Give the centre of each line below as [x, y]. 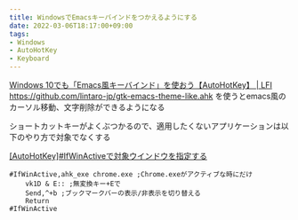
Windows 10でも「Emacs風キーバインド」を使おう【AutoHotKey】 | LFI [141, 85]
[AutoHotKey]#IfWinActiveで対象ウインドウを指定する [108, 156]
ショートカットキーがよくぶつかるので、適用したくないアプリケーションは [145, 126]
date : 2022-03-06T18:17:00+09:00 [71, 26]
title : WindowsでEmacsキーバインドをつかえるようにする [103, 17]
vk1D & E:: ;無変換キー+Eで [73, 184]
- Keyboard [29, 59]
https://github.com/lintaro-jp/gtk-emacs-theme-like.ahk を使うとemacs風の [148, 96]
